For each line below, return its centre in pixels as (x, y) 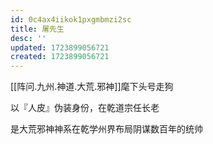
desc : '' (28, 38)
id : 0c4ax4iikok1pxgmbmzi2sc (71, 19)
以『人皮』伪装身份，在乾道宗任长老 (85, 108)
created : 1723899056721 (60, 57)
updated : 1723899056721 (60, 47)
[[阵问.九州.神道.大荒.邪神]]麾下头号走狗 (92, 87)
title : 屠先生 (37, 29)
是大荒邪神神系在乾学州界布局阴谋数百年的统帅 (106, 129)
